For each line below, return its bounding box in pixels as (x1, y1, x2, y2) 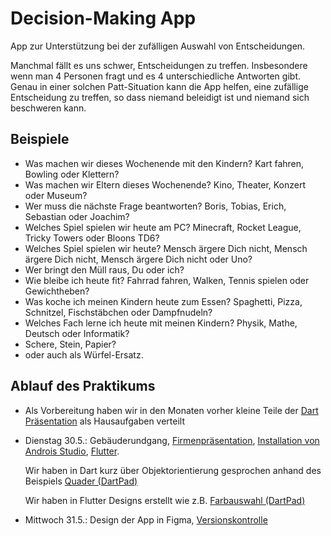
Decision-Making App (10, 7, 197, 30)
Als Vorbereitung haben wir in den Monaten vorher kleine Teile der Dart (24, 404, 319, 416)
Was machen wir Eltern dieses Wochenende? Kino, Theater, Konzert (24, 178, 307, 191)
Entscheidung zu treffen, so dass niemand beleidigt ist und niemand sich (10, 91, 310, 103)
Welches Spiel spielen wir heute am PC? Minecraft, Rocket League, (24, 221, 302, 233)
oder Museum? (24, 189, 88, 201)
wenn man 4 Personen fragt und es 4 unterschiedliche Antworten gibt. (10, 70, 301, 82)
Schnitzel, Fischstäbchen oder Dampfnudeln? (24, 306, 213, 318)
